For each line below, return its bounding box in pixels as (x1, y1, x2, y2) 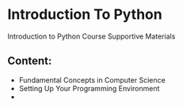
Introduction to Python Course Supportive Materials (7, 31, 176, 41)
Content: (7, 54, 52, 68)
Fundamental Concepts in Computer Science (18, 75, 166, 84)
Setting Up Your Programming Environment (18, 83, 160, 93)
